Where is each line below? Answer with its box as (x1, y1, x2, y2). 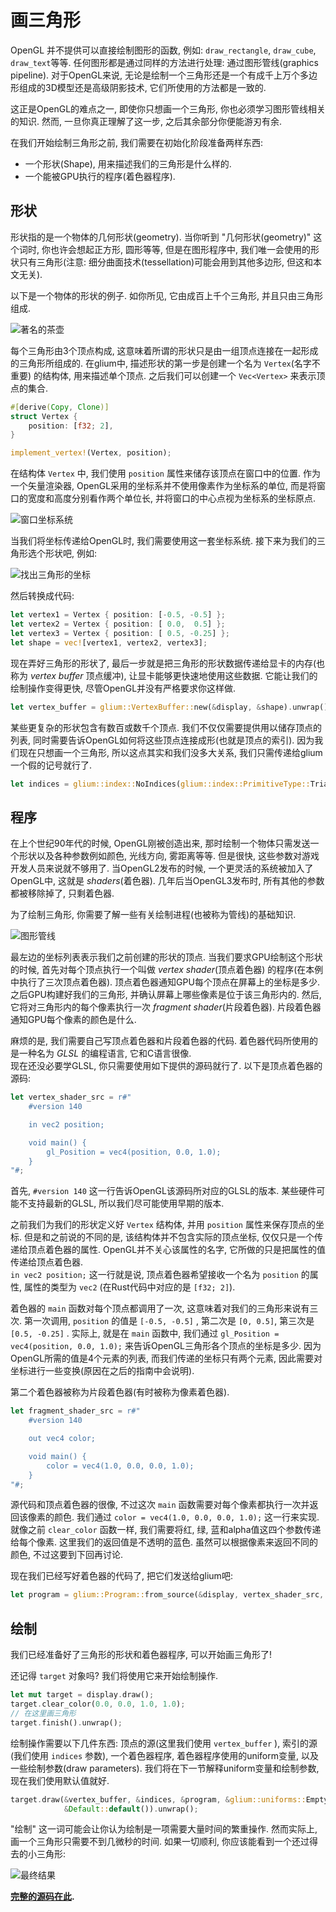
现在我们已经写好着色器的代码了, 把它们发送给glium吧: (10, 1570, 233, 1582)
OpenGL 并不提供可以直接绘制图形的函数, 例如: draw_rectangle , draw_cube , (10, 44, 317, 56)
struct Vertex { (10, 411, 78, 421)
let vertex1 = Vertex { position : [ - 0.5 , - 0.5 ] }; (10, 610, 226, 620)
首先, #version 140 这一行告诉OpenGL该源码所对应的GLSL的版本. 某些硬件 (10, 1185, 317, 1197)
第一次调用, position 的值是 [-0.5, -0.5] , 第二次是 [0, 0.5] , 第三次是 (23, 1315, 315, 1327)
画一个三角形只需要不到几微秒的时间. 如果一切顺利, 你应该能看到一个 (10, 1836, 292, 1848)
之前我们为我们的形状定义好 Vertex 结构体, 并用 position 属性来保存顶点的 (10, 1219, 316, 1231)
